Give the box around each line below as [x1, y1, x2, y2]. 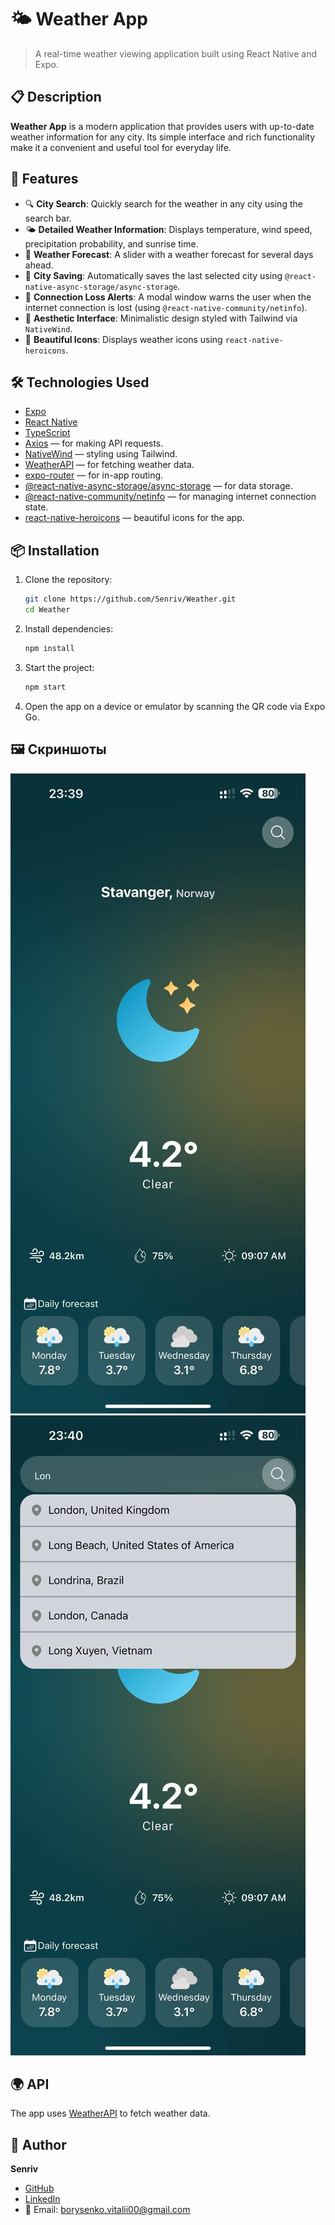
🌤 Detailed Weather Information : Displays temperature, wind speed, [24, 223, 313, 235]
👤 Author [10, 2136, 67, 2153]
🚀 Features [10, 171, 79, 188]
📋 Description [10, 89, 102, 106]
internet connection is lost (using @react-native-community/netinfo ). [24, 301, 308, 313]
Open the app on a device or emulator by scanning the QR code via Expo [24, 700, 326, 712]
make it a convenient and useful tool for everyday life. [10, 141, 232, 153]
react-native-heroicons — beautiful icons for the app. [24, 512, 245, 524]
